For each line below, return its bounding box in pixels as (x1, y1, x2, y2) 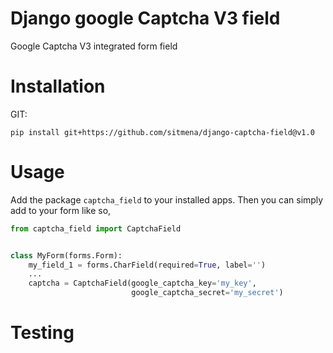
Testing (10, 322, 75, 344)
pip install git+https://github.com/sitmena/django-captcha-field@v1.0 (10, 127, 315, 137)
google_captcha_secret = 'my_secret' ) (131, 288, 284, 298)
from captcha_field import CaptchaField (10, 223, 182, 234)
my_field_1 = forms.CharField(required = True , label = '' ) (28, 260, 267, 270)
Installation (10, 75, 106, 98)
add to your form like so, (10, 204, 112, 216)
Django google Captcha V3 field (10, 7, 281, 30)
